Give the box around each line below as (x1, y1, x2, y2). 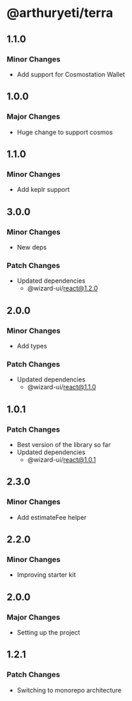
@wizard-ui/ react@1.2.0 (27, 284, 98, 293)
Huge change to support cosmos (16, 128, 114, 136)
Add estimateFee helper (16, 513, 87, 521)
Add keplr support (16, 185, 70, 194)
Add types (16, 341, 47, 350)
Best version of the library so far (16, 440, 111, 449)
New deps (16, 243, 47, 251)
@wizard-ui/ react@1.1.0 (27, 383, 97, 391)
